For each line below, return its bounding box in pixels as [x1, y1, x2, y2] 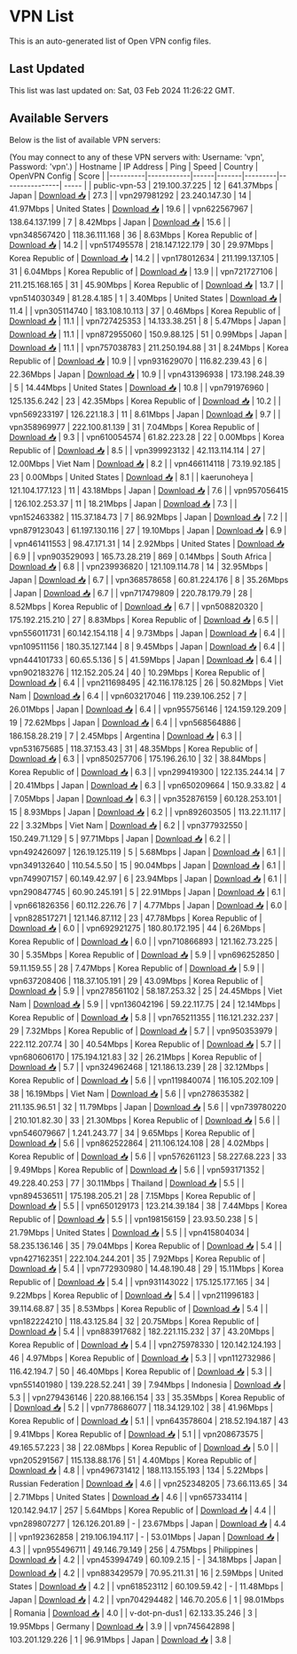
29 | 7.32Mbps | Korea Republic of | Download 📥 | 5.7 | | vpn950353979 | [9, 1025, 277, 1036]
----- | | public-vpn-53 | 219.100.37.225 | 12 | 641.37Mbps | [63, 180, 278, 190]
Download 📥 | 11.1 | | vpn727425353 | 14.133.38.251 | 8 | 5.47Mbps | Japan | [9, 316, 286, 326]
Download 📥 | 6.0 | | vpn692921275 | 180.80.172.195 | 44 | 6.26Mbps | [9, 923, 266, 933]
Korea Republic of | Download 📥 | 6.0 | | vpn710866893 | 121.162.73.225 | [9, 936, 277, 947]
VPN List [9, 6, 74, 27]
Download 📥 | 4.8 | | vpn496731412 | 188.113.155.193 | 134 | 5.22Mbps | [9, 1465, 269, 1475]
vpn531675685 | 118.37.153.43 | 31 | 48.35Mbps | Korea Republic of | [9, 743, 259, 754]
